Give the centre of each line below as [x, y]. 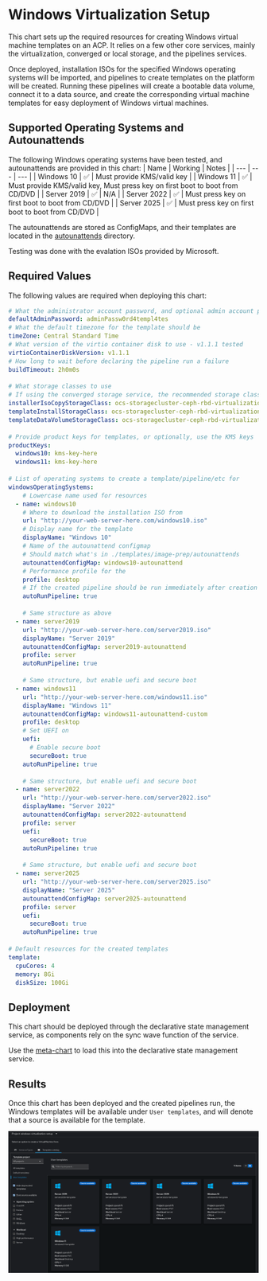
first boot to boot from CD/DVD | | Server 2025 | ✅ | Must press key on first [131, 203]
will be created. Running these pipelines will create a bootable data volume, [132, 86]
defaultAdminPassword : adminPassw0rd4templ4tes [89, 319]
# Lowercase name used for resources [85, 495]
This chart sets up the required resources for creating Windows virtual [123, 37]
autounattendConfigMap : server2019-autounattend [104, 646]
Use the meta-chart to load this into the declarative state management [123, 1051]
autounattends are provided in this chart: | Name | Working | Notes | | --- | [129, 168]
